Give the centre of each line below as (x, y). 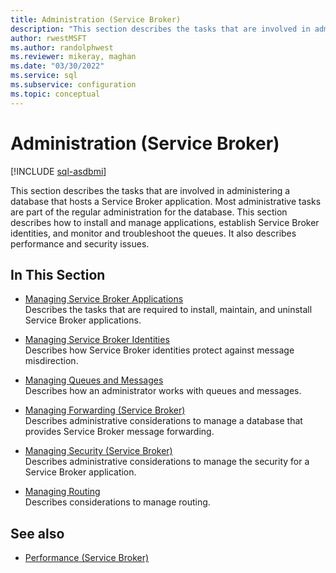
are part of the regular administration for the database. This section (149, 212)
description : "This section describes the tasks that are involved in (160, 29)
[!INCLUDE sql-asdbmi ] (58, 171)
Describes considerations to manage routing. (117, 502)
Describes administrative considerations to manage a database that (163, 421)
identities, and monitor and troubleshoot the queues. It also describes (153, 233)
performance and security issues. (80, 243)
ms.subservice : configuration (73, 85)
